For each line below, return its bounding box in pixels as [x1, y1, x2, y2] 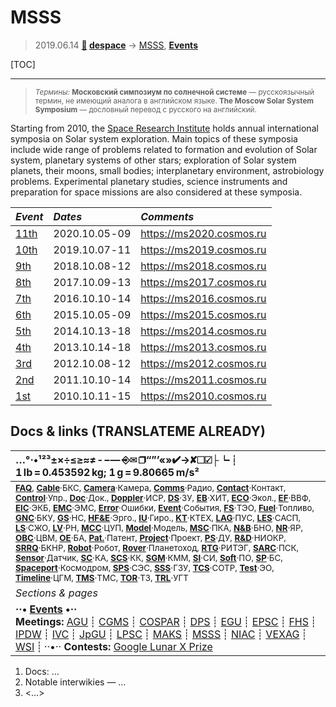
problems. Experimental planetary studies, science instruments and [10, 175, 288, 187]
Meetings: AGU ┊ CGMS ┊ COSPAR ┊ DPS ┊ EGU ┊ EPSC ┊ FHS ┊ [15, 614, 317, 628]
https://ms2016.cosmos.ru [140, 291, 267, 305]
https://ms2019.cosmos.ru [140, 242, 267, 256]
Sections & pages [15, 586, 98, 600]
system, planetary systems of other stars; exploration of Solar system [10, 154, 297, 166]
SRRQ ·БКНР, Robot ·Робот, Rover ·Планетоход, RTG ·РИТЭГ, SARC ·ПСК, [15, 542, 300, 553]
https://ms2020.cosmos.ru [140, 226, 267, 240]
